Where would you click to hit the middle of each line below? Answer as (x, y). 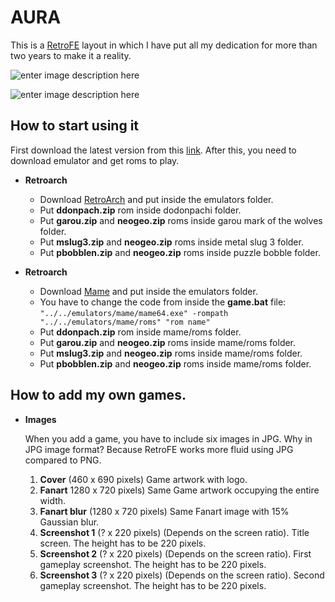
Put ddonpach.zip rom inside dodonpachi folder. (140, 210)
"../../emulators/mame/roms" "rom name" (125, 322)
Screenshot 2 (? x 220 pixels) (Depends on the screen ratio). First (175, 553)
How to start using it (75, 126)
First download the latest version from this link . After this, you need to (153, 150)
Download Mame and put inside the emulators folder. (148, 291)
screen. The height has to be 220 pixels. (123, 543)
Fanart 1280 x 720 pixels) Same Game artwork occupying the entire (179, 490)
